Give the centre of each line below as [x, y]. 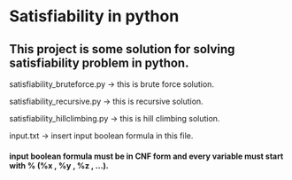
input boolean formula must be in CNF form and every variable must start [146, 156]
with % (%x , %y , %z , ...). [59, 165]
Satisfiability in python [94, 16]
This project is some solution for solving [122, 49]
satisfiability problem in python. [99, 63]
